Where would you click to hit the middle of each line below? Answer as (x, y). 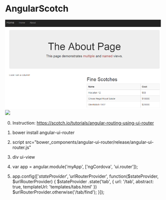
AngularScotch (37, 9)
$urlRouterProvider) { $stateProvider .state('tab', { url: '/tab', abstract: (83, 181)
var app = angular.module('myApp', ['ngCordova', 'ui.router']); (75, 166)
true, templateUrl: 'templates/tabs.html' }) (55, 187)
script (18, 142)
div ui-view (24, 157)
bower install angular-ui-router (43, 133)
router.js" (21, 147)
